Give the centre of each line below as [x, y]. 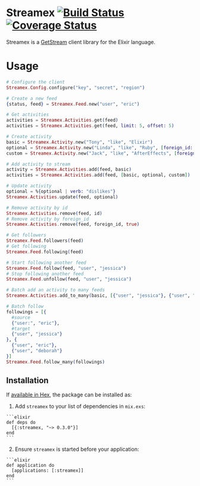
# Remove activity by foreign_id [48, 219]
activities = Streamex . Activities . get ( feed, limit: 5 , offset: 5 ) [90, 126]
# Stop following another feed [45, 274]
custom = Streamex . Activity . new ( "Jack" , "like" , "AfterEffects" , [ [92, 153]
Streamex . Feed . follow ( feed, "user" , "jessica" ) [66, 268]
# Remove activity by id [37, 208]
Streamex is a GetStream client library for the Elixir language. [81, 42]
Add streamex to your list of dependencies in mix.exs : [80, 407]
